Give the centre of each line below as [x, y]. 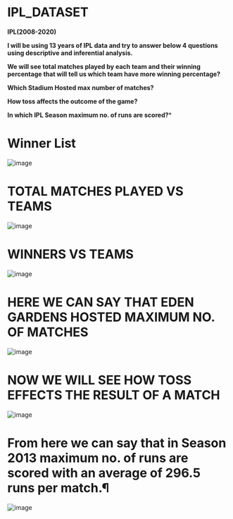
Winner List [42, 143]
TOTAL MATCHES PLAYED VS [96, 192]
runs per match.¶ [58, 488]
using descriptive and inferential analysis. [70, 53]
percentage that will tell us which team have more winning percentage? [114, 74]
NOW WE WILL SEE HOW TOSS [100, 380]
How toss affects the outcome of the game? [73, 101]
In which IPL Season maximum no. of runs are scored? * [90, 115]
